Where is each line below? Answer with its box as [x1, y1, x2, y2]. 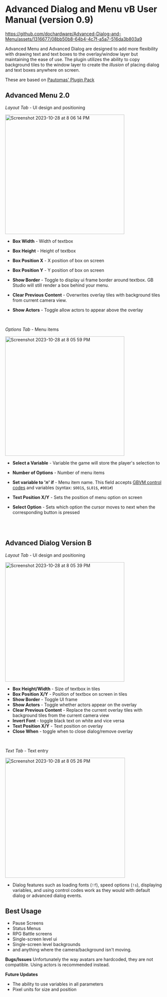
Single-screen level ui [12, 936, 57, 942]
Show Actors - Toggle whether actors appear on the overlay [12, 702, 137, 708]
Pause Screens [12, 920, 44, 926]
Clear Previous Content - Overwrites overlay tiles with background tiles [12, 292, 161, 298]
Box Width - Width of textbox [12, 238, 73, 244]
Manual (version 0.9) [5, 14, 94, 26]
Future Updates [5, 971, 38, 977]
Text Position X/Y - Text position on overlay [12, 723, 103, 729]
